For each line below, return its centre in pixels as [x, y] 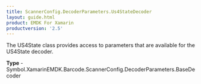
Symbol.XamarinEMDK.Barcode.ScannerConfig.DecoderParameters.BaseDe [101, 70]
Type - [15, 63]
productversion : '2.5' [35, 28]
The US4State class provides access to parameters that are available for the [101, 45]
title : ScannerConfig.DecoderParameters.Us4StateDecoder [79, 12]
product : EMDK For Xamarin [40, 23]
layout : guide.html [31, 17]
